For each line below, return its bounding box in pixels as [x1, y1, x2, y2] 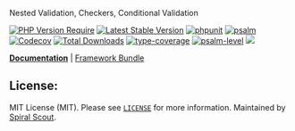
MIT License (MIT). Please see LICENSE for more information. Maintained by [9, 102, 286, 112]
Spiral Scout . [9, 111, 56, 122]
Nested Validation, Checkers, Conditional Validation [9, 8, 199, 18]
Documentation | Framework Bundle [9, 53, 145, 63]
